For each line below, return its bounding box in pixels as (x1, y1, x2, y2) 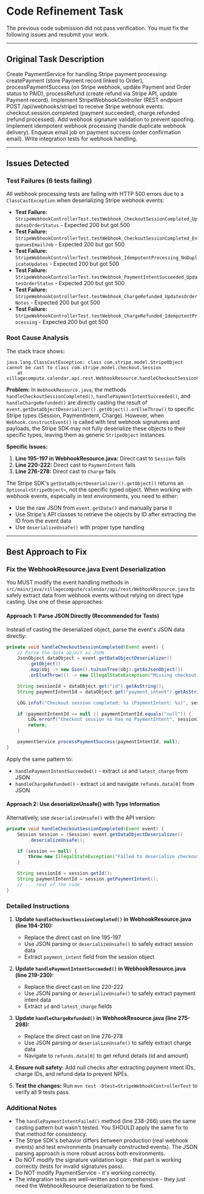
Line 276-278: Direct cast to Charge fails (15, 467, 117, 475)
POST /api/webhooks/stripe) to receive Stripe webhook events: (6, 102, 165, 110)
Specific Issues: (6, 443, 48, 450)
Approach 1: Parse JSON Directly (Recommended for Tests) (6, 613, 160, 620)
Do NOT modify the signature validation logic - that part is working (15, 1156, 182, 1164)
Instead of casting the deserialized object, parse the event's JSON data (6, 625, 185, 633)
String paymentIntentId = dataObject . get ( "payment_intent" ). (17, 689, 175, 695)
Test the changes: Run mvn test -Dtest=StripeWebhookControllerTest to (15, 1082, 198, 1089)
